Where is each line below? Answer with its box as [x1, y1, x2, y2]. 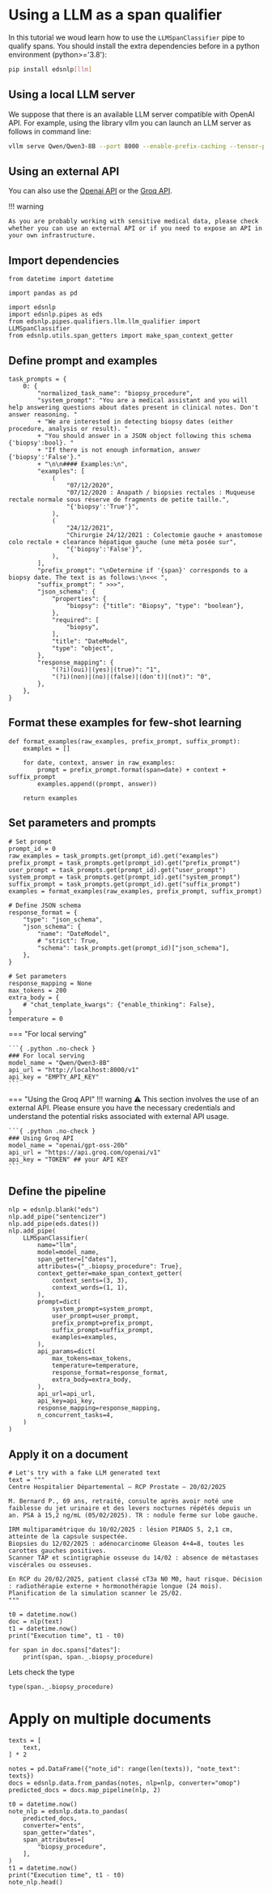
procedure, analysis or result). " [8, 424, 129, 432]
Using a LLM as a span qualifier [8, 6, 223, 24]
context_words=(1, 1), [51, 1283, 129, 1292]
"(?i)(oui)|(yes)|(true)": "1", [51, 666, 161, 674]
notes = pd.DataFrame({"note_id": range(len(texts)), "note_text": [8, 1765, 241, 1773]
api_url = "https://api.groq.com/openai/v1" [8, 1148, 161, 1156]
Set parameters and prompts [8, 816, 156, 830]
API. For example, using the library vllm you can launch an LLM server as [8, 117, 252, 127]
